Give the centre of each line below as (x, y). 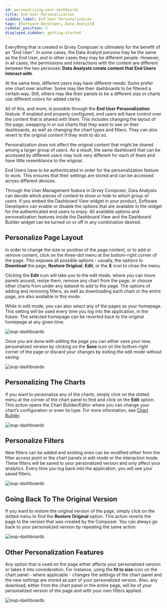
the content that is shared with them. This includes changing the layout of (81, 119)
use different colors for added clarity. (43, 99)
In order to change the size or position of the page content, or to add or (78, 250)
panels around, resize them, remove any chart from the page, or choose (79, 280)
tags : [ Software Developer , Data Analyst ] (50, 24)
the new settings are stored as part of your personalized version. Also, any (82, 580)
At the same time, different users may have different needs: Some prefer (79, 83)
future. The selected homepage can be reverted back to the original (75, 316)
